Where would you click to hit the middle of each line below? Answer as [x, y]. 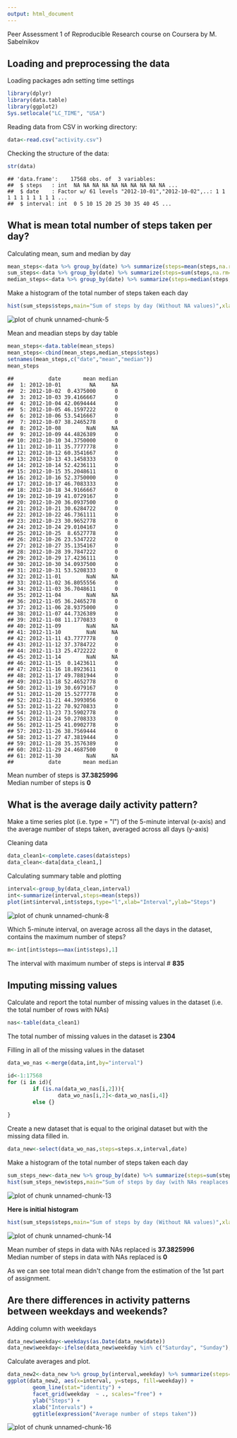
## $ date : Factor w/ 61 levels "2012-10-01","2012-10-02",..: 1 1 [116, 191]
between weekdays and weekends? [87, 1312]
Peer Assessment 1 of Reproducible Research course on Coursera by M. [112, 34]
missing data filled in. [38, 1136]
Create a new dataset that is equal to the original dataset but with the [108, 1128]
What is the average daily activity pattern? [103, 805]
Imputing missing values [62, 985]
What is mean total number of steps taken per [110, 226]
